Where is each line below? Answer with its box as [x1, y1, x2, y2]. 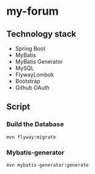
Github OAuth [15, 84, 50, 91]
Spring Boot [15, 45, 46, 52]
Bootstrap [15, 78, 40, 85]
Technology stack [6, 29, 77, 39]
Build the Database [6, 120, 64, 129]
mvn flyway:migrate [6, 134, 56, 140]
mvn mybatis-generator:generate [6, 162, 89, 168]
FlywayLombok [15, 71, 54, 78]
